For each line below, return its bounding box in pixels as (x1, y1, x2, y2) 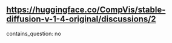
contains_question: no (6, 30, 62, 37)
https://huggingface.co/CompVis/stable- (6, 5, 166, 15)
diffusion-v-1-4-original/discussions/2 (6, 14, 156, 24)
